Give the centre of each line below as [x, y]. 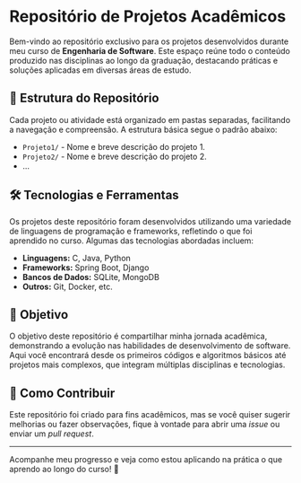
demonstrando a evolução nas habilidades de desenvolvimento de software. [150, 346]
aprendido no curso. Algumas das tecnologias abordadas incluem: [131, 241]
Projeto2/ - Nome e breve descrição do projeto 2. [115, 156]
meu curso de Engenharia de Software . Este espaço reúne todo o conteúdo [150, 50]
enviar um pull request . [52, 434]
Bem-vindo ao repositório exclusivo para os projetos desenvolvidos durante [149, 41]
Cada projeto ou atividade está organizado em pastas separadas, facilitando [150, 119]
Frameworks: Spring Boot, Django [86, 268]
